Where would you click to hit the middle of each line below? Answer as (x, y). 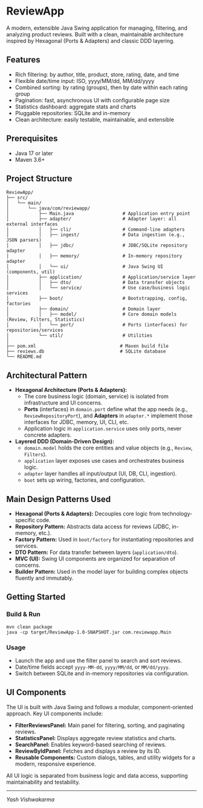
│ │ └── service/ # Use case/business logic (98, 288)
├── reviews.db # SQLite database (86, 352)
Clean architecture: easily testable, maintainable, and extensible (94, 119)
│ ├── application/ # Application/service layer (101, 277)
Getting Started (36, 597)
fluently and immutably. (44, 578)
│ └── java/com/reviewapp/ (48, 208)
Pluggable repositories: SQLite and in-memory (73, 113)
